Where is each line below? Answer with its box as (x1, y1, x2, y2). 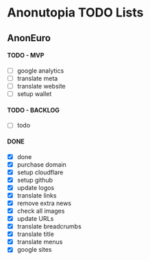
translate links (16, 191, 57, 200)
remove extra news (16, 199, 72, 207)
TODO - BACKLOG (7, 106, 60, 114)
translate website (16, 82, 66, 90)
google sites (16, 246, 53, 254)
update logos (16, 183, 55, 191)
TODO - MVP (7, 51, 45, 60)
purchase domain (16, 160, 67, 169)
